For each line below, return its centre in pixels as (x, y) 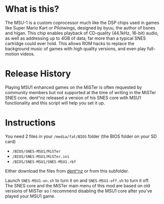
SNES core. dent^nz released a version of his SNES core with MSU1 (73, 98)
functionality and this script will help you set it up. (55, 103)
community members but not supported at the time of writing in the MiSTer (81, 92)
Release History (38, 74)
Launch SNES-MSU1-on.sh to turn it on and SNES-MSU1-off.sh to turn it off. (77, 180)
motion (12, 54)
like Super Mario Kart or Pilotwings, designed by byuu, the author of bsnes (80, 27)
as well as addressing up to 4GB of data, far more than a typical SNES (75, 38)
